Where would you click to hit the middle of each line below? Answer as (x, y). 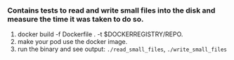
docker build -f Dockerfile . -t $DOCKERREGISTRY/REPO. (100, 34)
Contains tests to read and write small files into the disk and (111, 10)
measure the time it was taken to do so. (76, 19)
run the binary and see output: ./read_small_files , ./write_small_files (122, 49)
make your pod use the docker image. (72, 42)
